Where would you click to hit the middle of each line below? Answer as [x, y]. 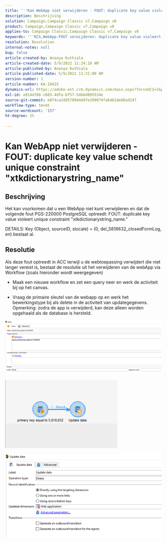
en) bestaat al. [20, 234]
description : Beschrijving [33, 16]
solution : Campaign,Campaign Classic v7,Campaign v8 [61, 21]
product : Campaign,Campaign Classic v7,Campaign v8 [60, 26]
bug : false [16, 52]
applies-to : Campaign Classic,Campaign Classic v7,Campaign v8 [72, 32]
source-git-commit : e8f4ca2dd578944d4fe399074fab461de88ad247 [71, 100]
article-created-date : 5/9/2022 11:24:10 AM [52, 63]
